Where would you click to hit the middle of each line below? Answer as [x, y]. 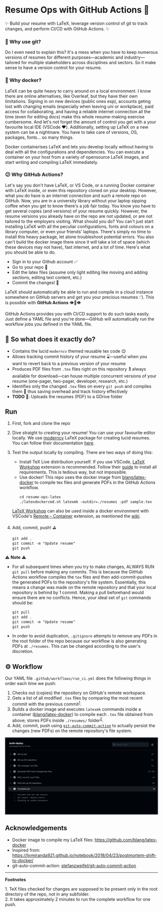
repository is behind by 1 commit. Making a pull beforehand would [78, 593]
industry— [134, 57]
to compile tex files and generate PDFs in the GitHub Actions [95, 483]
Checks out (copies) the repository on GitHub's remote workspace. [79, 693]
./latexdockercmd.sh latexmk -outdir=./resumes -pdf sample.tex [86, 502]
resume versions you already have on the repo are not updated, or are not [79, 216]
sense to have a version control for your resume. [54, 68]
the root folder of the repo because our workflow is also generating [79, 641]
